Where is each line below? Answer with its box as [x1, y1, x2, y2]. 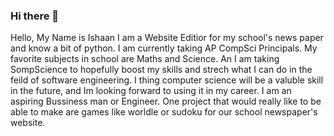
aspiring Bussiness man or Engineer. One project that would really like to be [10, 95, 322, 108]
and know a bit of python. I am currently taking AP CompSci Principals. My [10, 42, 318, 54]
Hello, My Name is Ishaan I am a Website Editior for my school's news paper [10, 32, 324, 44]
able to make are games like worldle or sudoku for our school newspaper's [10, 106, 318, 118]
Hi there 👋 [10, 9, 60, 23]
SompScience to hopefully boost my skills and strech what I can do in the [10, 64, 313, 76]
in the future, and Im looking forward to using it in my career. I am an [10, 85, 292, 97]
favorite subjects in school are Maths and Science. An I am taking [10, 53, 280, 65]
